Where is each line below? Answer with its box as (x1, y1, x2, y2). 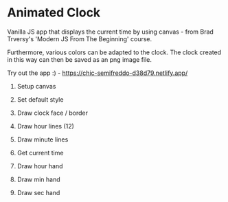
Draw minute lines (16, 135, 69, 144)
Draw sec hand (16, 188, 60, 197)
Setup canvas (16, 82, 56, 90)
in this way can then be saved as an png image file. (7, 55, 152, 63)
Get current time (16, 148, 64, 157)
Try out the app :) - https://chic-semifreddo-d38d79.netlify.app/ (7, 69, 188, 77)
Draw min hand (16, 175, 60, 183)
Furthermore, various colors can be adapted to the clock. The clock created (7, 48, 222, 56)
